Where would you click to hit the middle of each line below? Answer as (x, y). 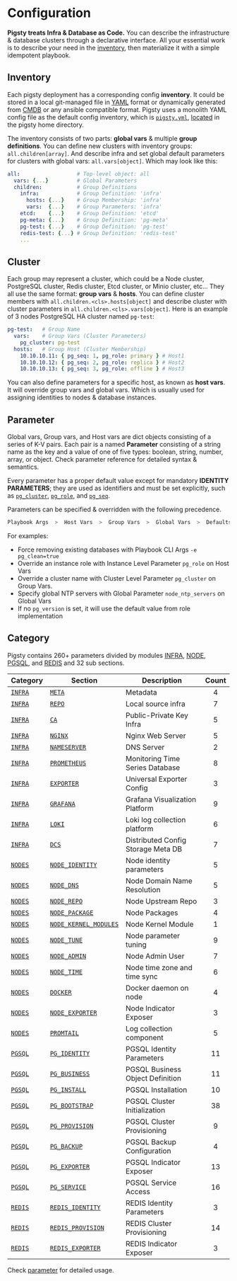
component (145, 1037)
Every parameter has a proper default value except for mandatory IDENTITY (118, 481)
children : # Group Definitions (75, 187)
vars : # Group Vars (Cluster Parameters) (80, 336)
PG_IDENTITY (70, 1053)
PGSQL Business (154, 1069)
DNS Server (145, 747)
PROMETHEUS (68, 763)
